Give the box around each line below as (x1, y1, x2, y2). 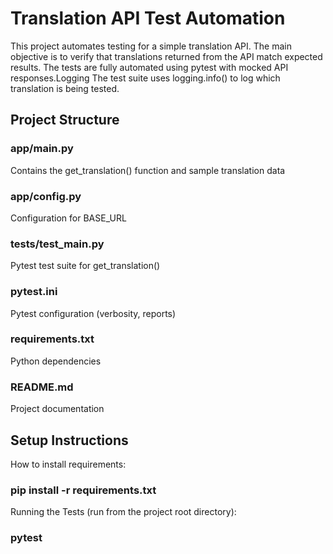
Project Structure (10, 112, 120, 129)
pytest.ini (10, 285, 58, 299)
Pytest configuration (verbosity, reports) (10, 307, 177, 319)
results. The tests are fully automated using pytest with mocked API (10, 61, 289, 73)
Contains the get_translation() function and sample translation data (10, 164, 286, 176)
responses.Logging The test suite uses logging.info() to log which (10, 72, 281, 84)
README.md (10, 380, 74, 394)
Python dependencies (10, 355, 102, 367)
